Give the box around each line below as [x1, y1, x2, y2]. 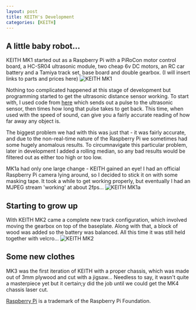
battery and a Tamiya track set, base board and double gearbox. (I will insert [6, 69, 190, 76]
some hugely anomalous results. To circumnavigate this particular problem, [6, 142, 188, 149]
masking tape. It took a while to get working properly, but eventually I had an [6, 178, 191, 185]
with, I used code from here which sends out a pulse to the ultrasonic [6, 99, 173, 106]
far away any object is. [6, 118, 61, 125]
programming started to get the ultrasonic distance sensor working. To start [6, 93, 189, 100]
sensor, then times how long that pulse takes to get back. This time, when [6, 105, 184, 112]
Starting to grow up [6, 201, 78, 211]
